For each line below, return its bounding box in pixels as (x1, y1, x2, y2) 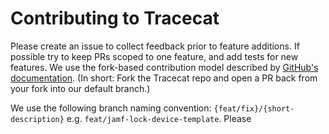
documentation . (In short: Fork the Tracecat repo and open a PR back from (10, 72, 318, 84)
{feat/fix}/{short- (213, 103, 295, 114)
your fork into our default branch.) (10, 82, 151, 94)
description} (10, 114, 65, 124)
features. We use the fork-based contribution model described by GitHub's (10, 61, 319, 73)
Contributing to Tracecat (10, 7, 220, 30)
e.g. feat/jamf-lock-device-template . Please (66, 112, 252, 124)
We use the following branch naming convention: (10, 102, 212, 114)
